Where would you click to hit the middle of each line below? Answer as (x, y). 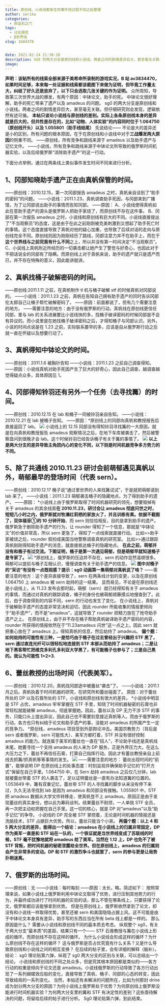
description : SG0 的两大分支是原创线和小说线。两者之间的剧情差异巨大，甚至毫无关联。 (84, 60)
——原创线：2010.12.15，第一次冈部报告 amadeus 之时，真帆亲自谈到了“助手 (82, 193)
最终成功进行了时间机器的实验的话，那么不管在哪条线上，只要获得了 (87, 900)
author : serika (21, 14)
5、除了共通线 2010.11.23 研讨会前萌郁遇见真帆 (77, 468)
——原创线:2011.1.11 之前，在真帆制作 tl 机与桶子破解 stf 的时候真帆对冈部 (79, 290)
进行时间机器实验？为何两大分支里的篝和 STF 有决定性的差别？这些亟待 (81, 992)
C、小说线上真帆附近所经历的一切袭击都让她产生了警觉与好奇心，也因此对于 (82, 248)
